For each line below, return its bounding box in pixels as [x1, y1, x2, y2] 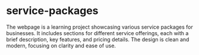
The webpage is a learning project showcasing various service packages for [6, 23, 193, 30]
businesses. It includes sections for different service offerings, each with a [6, 29, 189, 36]
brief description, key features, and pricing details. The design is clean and [6, 36, 189, 43]
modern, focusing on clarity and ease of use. [6, 42, 116, 49]
